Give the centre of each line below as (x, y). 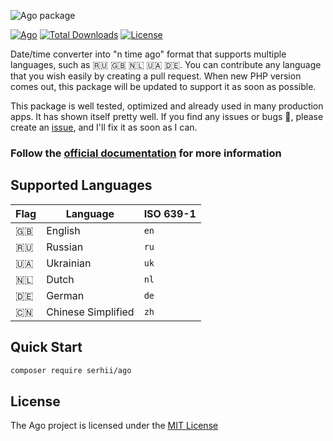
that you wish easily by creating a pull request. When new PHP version (156, 76)
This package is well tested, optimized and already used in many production (167, 106)
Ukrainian (69, 263)
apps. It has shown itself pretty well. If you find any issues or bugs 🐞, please (167, 116)
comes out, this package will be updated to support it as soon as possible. (163, 86)
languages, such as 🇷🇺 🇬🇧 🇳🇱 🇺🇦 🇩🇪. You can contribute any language (166, 64)
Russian (65, 247)
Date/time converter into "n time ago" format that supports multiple (148, 54)
